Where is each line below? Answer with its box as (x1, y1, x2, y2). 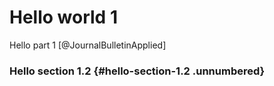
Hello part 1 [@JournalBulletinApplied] (9, 39, 167, 51)
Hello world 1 (9, 6, 118, 29)
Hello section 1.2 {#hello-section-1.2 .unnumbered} (9, 64, 266, 78)
